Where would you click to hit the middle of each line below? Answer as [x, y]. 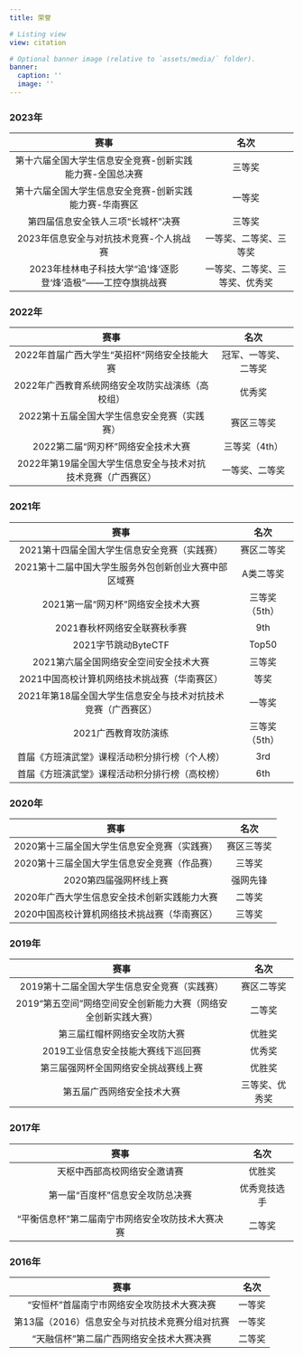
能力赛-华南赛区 [104, 204]
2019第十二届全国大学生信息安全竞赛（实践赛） [121, 987]
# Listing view [38, 34]
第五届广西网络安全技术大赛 [122, 1092]
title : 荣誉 [30, 18]
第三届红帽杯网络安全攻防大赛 [122, 1034]
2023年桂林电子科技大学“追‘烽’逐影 [104, 270]
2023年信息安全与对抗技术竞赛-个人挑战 [104, 239]
